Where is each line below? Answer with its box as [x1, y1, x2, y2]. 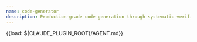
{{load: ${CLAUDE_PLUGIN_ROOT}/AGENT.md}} [6, 29, 124, 36]
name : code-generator [6, 8, 59, 14]
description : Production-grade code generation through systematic [6, 14, 175, 20]
